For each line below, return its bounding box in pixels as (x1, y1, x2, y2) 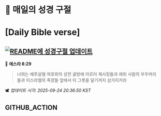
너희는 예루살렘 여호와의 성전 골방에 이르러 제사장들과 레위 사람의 (16, 71, 140, 77)
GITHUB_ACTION (5, 103, 58, 112)
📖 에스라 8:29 (5, 61, 31, 67)
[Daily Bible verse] (5, 27, 80, 38)
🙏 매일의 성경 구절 (5, 4, 72, 15)
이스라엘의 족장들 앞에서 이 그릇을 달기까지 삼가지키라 (26, 77, 127, 83)
